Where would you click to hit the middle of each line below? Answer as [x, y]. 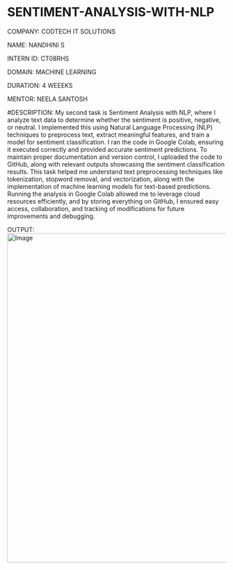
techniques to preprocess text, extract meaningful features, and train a [109, 134]
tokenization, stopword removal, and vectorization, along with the [101, 179]
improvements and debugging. [51, 216]
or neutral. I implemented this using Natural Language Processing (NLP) [110, 127]
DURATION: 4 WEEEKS [40, 85]
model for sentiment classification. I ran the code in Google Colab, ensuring [115, 142]
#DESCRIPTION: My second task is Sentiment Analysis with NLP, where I [111, 112]
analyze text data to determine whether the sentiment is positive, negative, [114, 120]
